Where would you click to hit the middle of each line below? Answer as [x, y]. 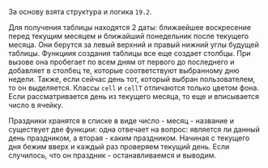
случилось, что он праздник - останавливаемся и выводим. [113, 155]
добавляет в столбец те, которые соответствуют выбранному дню [124, 71]
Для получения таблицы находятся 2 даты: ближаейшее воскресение [130, 27]
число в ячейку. [36, 105]
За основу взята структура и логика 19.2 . [80, 12]
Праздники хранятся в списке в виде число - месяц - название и [121, 121]
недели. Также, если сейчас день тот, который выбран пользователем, [132, 79]
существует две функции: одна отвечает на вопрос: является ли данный [134, 129]
